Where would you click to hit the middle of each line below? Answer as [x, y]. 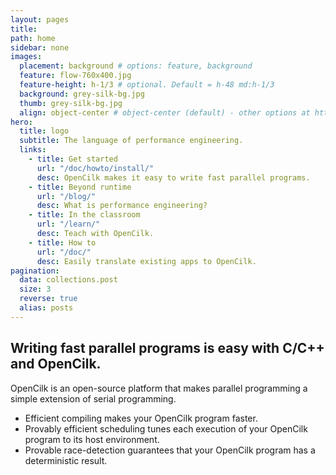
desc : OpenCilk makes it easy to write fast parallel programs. [173, 177]
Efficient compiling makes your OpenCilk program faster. [141, 418]
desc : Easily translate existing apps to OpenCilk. [146, 261]
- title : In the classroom [84, 215]
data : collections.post [68, 280]
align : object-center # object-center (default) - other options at [165, 112]
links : [33, 150]
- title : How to [62, 242]
